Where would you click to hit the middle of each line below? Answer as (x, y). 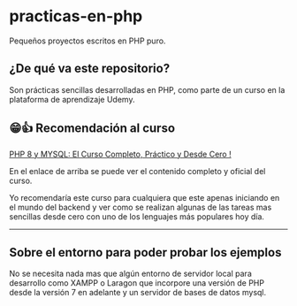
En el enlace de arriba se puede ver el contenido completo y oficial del (137, 171)
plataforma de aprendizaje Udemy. (72, 99)
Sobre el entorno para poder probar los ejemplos (145, 252)
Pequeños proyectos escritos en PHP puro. (88, 41)
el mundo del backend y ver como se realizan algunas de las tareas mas (141, 207)
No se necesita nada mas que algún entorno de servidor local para (130, 274)
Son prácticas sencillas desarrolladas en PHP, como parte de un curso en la (147, 89)
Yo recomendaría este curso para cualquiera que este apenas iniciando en (145, 197)
